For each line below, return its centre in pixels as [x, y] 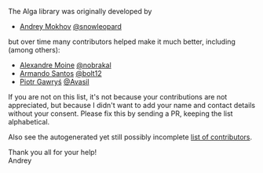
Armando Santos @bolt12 [60, 73]
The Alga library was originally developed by [80, 11]
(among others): [34, 50]
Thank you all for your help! [53, 152]
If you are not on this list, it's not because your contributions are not [118, 97]
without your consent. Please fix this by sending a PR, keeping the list [121, 114]
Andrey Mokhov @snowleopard [70, 26]
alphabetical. [29, 122]
